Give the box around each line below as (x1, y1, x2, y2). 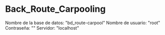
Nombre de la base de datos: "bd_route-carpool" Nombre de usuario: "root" (5, 20, 161, 26)
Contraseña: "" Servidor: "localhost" (5, 25, 79, 31)
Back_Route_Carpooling (5, 3, 106, 15)
